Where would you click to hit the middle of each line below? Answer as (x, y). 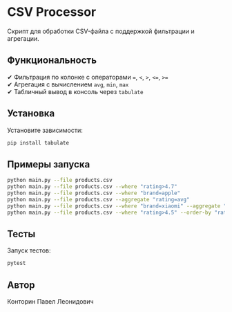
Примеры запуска (49, 164)
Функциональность (52, 61)
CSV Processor (52, 12)
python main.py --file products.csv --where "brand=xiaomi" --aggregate (114, 206)
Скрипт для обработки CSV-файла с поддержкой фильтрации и (101, 31)
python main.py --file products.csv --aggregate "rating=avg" (98, 199)
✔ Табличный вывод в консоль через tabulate (75, 91)
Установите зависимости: (45, 130)
